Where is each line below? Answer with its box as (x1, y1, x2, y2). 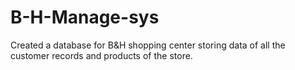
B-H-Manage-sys (10, 6, 160, 29)
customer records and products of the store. (10, 49, 193, 61)
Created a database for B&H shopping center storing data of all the (10, 39, 286, 51)
